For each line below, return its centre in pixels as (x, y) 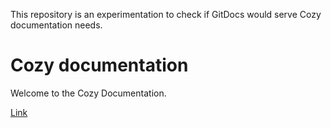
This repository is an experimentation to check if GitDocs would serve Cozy (166, 14)
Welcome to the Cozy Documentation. (88, 93)
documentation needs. (56, 25)
